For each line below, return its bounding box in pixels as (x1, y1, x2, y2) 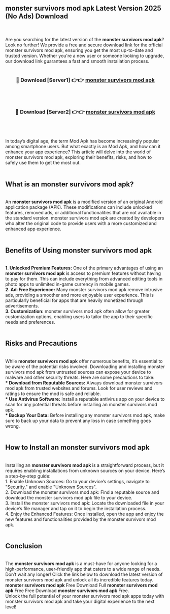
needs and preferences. (5, 319, 55, 325)
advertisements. (5, 303, 39, 309)
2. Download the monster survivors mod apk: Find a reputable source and (5, 489, 159, 495)
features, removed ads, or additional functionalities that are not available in (5, 210, 161, 216)
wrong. (5, 423, 20, 429)
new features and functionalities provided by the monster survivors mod (5, 516, 156, 522)
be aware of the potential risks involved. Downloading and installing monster (5, 364, 165, 370)
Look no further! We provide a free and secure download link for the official (5, 42, 163, 48)
